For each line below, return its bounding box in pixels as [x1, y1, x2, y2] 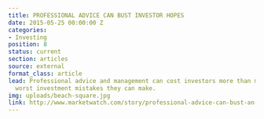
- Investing [8, 33, 47, 41]
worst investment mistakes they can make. [15, 84, 156, 92]
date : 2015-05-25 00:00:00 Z [8, 19, 104, 27]
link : [8, 99, 26, 106]
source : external [8, 63, 65, 70]
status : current [8, 48, 61, 56]
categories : [8, 26, 47, 34]
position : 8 [8, 41, 47, 49]
